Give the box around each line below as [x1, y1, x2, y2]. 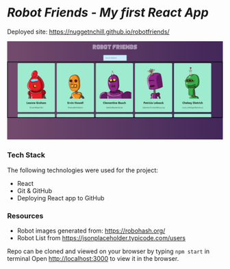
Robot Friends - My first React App [7, 5, 209, 21]
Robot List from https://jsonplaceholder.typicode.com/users [16, 233, 186, 242]
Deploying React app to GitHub [16, 194, 105, 202]
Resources [7, 211, 44, 220]
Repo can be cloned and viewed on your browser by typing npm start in [7, 247, 210, 255]
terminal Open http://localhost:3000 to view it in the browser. [7, 254, 179, 262]
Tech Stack [7, 150, 46, 160]
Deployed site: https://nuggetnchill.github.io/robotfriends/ [7, 27, 170, 36]
